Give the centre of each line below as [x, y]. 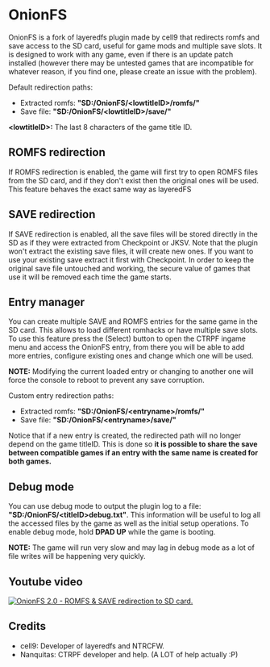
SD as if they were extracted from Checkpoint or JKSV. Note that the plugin [133, 242]
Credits [27, 626]
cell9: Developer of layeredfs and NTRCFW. [92, 646]
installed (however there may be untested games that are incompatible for [131, 63]
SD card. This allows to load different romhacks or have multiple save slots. [133, 330]
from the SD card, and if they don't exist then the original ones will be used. [134, 180]
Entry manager [46, 302]
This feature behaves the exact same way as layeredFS [100, 189]
